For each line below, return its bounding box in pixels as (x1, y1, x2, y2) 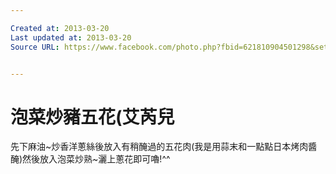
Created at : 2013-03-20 (10, 23, 110, 33)
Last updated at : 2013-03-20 (10, 32, 132, 43)
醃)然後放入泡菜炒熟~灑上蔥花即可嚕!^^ (10, 153, 171, 165)
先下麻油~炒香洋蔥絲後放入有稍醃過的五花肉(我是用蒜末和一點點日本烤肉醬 (10, 141, 318, 153)
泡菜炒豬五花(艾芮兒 (10, 106, 175, 128)
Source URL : (10, 42, 60, 52)
